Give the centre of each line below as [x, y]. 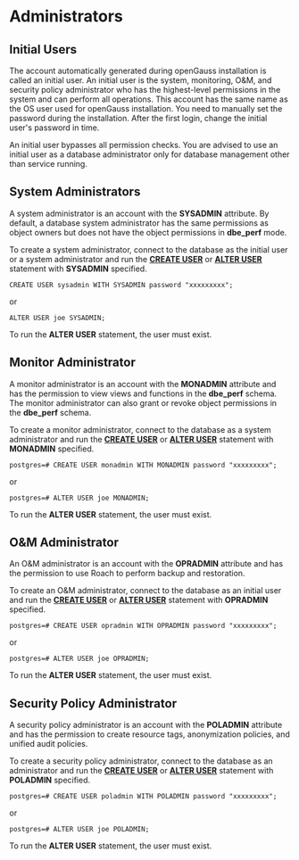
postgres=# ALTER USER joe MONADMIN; [79, 498]
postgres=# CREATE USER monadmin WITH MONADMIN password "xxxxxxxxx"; [143, 465]
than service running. [48, 164]
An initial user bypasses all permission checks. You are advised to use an [144, 145]
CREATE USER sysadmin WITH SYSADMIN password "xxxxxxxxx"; [121, 285]
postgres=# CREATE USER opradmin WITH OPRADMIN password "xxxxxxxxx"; [143, 626]
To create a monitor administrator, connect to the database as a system [141, 429]
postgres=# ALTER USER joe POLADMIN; [79, 830]
